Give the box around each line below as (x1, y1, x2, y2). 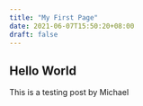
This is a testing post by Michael (9, 87, 130, 98)
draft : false (9, 30, 58, 39)
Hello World (9, 63, 76, 78)
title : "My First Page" (9, 13, 99, 22)
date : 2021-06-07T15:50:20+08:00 (9, 22, 135, 31)
